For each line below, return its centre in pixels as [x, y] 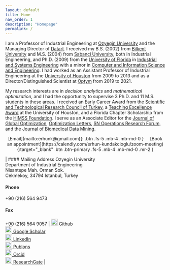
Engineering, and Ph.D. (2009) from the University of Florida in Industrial [81, 59]
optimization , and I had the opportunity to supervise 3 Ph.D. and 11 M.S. [80, 97]
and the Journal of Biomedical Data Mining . [50, 129]
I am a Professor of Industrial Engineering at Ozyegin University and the [80, 43]
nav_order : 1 [19, 19]
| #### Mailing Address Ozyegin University [50, 159]
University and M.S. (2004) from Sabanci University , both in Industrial [78, 54]
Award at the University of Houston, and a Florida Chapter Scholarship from [84, 113]
